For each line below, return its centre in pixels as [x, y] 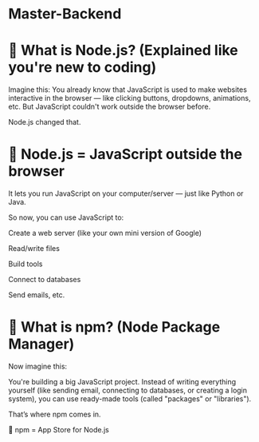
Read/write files [34, 249]
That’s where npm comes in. [55, 414]
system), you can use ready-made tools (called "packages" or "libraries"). [130, 399]
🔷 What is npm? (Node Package [114, 327]
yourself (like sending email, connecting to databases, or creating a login [128, 390]
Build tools [26, 264]
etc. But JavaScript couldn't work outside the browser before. [110, 107]
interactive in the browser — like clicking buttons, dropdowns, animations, [129, 98]
